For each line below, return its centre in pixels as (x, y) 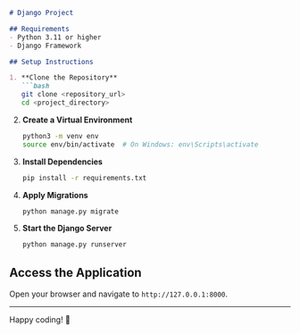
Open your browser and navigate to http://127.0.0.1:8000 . (119, 294)
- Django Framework (46, 46)
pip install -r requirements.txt (84, 178)
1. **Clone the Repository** (63, 78)
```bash (35, 86)
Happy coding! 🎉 (40, 320)
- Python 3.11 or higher (55, 37)
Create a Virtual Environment (77, 120)
